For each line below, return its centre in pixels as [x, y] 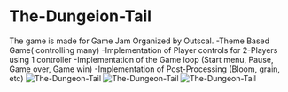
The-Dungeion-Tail [81, 16]
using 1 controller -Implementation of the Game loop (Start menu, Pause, [141, 59]
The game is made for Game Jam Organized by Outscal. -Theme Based [140, 41]
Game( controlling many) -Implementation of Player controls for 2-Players [144, 50]
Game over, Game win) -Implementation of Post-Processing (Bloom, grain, [145, 69]
